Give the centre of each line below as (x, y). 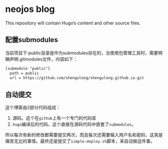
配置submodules (32, 40)
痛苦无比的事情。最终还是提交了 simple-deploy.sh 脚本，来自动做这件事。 (80, 141)
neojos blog (30, 9)
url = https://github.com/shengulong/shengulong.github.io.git (77, 78)
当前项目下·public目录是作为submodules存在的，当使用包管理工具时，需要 (82, 53)
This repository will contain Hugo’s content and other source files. (73, 23)
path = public (24, 73)
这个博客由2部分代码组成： (33, 108)
